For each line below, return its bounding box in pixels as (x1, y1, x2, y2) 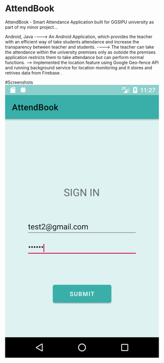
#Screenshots (5, 79, 33, 85)
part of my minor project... (5, 24, 58, 30)
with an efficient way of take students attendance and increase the (5, 38, 139, 44)
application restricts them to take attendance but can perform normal (5, 54, 144, 60)
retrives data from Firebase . (5, 70, 62, 76)
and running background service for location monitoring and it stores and (5, 64, 152, 71)
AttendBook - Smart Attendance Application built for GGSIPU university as (5, 19, 154, 25)
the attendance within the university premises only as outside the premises (5, 49, 156, 55)
